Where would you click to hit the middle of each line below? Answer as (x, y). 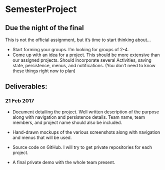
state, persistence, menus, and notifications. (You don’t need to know (84, 65)
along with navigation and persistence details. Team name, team (78, 117)
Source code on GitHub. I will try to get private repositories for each (82, 147)
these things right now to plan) (44, 71)
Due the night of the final (44, 28)
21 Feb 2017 (20, 101)
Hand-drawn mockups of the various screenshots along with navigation (86, 132)
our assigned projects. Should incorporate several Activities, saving (82, 60)
